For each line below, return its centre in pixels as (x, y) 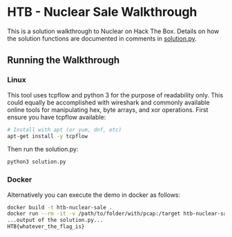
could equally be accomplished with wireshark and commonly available (108, 102)
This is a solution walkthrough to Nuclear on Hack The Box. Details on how (113, 31)
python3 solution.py (37, 162)
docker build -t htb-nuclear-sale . (60, 207)
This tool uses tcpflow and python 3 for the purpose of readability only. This (115, 95)
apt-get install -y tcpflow (48, 136)
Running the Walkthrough (64, 60)
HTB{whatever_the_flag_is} (46, 227)
